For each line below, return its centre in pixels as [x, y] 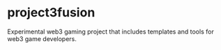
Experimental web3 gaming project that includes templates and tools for [110, 32]
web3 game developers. [42, 38]
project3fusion [51, 13]
